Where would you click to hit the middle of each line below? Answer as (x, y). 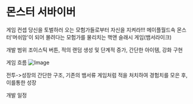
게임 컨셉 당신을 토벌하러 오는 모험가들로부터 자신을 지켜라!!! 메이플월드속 (91, 30)
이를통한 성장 (21, 82)
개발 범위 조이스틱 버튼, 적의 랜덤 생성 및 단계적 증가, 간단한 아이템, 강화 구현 (94, 50)
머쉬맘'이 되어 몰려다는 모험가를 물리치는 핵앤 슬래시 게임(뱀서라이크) (92, 37)
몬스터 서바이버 (41, 12)
